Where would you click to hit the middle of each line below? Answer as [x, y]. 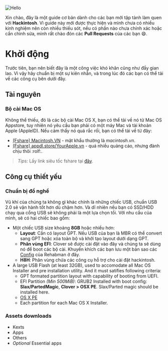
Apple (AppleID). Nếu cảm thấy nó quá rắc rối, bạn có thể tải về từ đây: [79, 131]
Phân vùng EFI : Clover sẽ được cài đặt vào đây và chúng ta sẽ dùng [90, 244]
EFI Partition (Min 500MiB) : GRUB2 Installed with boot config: [83, 281]
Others [20, 337]
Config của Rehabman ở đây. [50, 255]
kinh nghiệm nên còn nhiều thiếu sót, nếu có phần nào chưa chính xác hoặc [84, 28]
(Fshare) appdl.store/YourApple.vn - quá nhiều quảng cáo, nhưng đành [86, 146]
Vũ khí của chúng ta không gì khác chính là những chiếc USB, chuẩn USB [81, 202]
